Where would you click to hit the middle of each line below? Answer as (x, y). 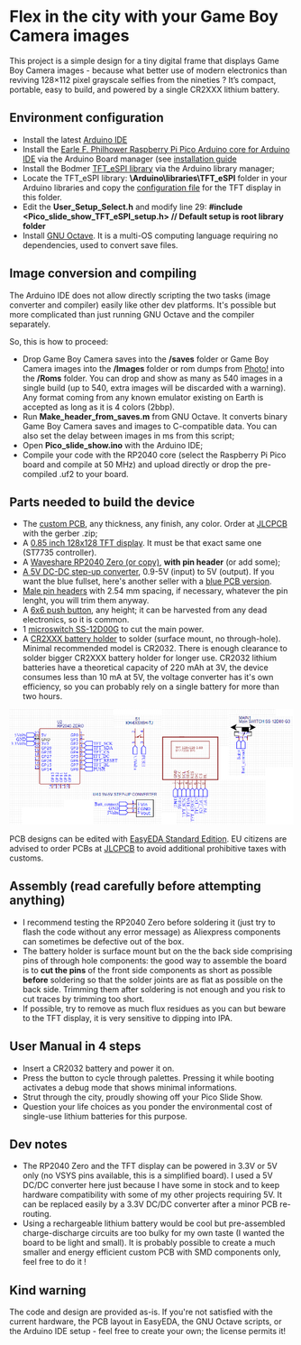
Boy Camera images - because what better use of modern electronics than (148, 70)
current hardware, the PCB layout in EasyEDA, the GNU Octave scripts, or (146, 1322)
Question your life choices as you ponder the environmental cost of (147, 1106)
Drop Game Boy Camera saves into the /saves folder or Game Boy (146, 359)
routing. (37, 1214)
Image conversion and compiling (103, 274)
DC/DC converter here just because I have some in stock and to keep (151, 1185)
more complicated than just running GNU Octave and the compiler (132, 314)
